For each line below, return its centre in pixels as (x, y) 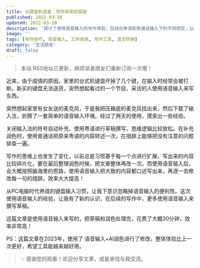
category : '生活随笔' (31, 45)
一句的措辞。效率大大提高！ (50, 178)
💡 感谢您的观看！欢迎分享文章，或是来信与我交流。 (83, 258)
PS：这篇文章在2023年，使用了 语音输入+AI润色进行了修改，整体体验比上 (97, 238)
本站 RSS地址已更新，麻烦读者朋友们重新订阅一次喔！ (87, 68)
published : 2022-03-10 (34, 17)
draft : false (22, 51)
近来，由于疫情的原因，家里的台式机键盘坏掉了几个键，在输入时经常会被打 (97, 80)
